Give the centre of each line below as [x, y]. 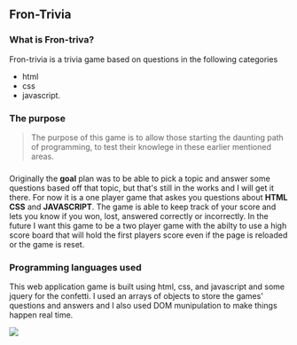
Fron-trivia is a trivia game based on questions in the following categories [144, 59]
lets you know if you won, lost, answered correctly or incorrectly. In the [139, 216]
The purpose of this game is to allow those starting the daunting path [157, 137]
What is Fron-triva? [52, 40]
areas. [43, 156]
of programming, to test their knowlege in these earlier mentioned [151, 146]
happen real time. [41, 315]
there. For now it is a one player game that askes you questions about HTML [148, 197]
